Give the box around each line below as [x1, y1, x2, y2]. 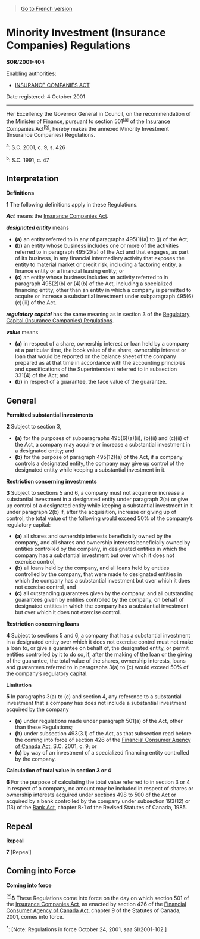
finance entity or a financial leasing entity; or [14, 267, 124, 275]
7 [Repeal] [6, 849, 32, 855]
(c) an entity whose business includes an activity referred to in [14, 274, 168, 281]
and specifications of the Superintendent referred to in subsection [14, 365, 177, 372]
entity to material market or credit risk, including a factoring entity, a [14, 261, 182, 268]
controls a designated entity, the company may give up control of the [14, 460, 185, 467]
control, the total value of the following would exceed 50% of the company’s [6, 515, 193, 522]
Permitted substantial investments [6, 411, 93, 418]
